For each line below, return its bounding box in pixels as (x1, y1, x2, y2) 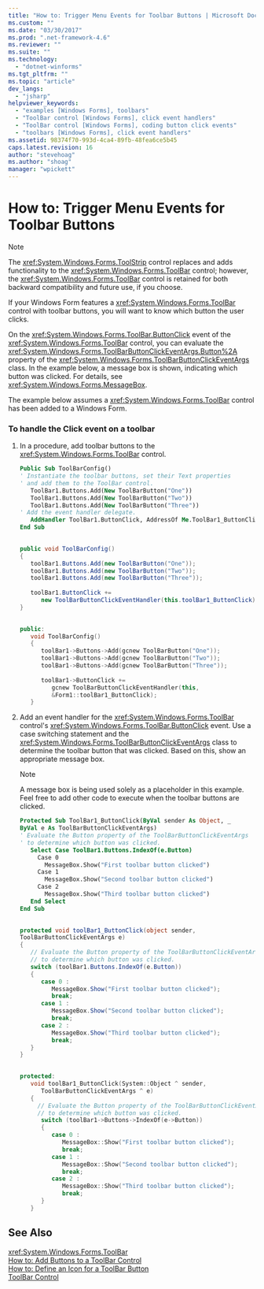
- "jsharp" (15, 92, 51, 100)
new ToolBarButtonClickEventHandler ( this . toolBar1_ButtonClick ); (40, 596, 259, 604)
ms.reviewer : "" (8, 41, 61, 49)
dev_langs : (8, 84, 44, 93)
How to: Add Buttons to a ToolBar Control (8, 1255, 142, 1265)
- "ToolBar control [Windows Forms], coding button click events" (15, 121, 237, 129)
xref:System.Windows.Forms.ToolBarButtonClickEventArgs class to (19, 737, 237, 747)
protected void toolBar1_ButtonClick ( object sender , (19, 927, 196, 934)
